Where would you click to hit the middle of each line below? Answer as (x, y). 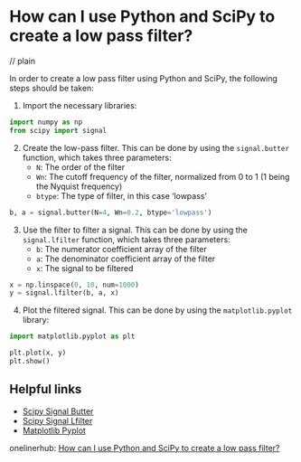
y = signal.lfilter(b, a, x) (64, 293)
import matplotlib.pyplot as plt (72, 336)
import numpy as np (46, 122)
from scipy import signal (58, 130)
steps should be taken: (52, 88)
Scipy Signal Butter (58, 411)
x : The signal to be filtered (85, 268)
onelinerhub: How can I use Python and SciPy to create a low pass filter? (145, 448)
